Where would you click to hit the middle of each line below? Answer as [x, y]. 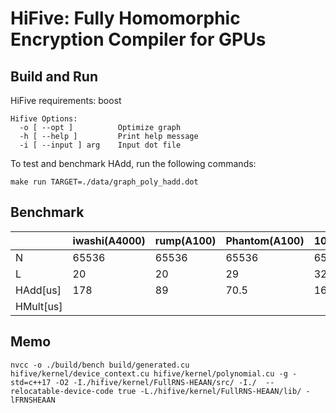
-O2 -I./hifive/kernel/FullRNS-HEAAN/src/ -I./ [155, 382]
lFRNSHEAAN [33, 400]
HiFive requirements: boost [66, 100]
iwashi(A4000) [109, 240]
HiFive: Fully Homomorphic [125, 18]
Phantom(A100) [265, 240]
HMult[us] [39, 306]
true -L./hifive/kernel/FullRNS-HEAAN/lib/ [209, 391]
